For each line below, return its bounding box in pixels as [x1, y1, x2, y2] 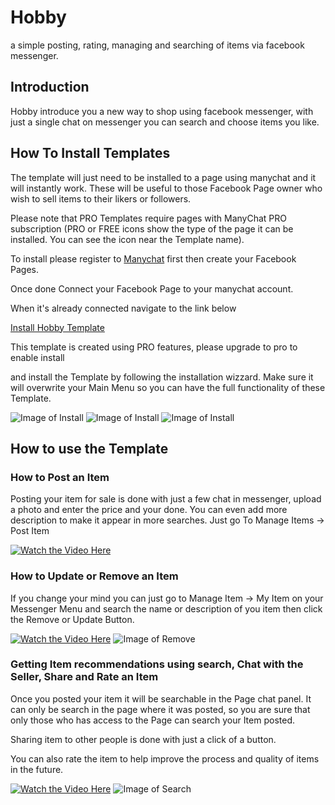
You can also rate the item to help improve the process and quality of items [10, 752, 320, 765]
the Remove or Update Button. [10, 613, 135, 625]
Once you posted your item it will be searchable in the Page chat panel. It [10, 692, 312, 705]
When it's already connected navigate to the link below [10, 302, 237, 314]
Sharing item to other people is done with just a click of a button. [10, 733, 277, 745]
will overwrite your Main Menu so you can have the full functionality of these [10, 381, 326, 393]
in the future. [10, 763, 64, 775]
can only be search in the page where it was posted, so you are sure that [10, 703, 311, 715]
